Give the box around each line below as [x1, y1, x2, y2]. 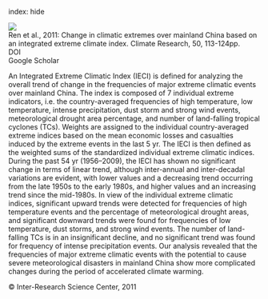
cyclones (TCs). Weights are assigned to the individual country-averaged [8, 122, 250, 131]
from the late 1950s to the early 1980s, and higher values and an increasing [8, 181, 256, 191]
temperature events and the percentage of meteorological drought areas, [8, 207, 250, 217]
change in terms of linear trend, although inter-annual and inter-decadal [8, 165, 246, 174]
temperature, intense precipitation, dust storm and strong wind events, [8, 106, 241, 114]
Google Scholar [8, 56, 60, 65]
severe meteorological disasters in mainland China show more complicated [8, 258, 256, 267]
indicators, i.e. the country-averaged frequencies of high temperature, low [8, 97, 254, 106]
